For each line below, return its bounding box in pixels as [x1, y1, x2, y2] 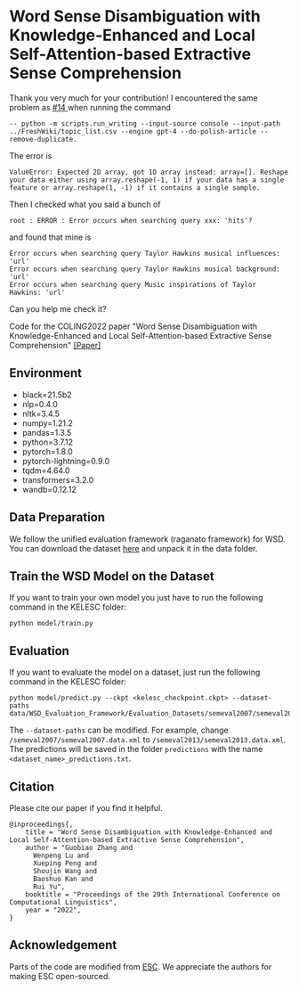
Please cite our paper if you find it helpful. [9, 803, 163, 813]
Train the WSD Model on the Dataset [9, 569, 215, 584]
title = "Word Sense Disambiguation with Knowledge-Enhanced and [25, 828, 273, 837]
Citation [9, 779, 55, 794]
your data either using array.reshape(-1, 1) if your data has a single [9, 176, 285, 184]
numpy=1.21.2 [21, 417, 74, 429]
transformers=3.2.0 [21, 474, 94, 485]
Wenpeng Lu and [32, 851, 90, 860]
